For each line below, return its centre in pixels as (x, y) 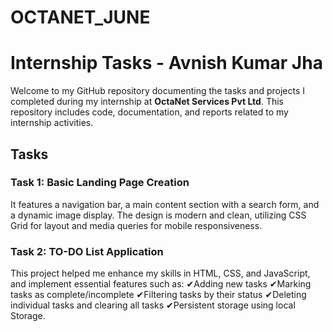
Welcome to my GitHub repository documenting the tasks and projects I (158, 91)
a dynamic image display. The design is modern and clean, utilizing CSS (158, 215)
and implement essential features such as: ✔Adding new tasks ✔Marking (161, 284)
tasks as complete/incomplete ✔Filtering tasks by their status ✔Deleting (158, 295)
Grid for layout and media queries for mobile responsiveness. (136, 225)
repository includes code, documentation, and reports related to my (149, 112)
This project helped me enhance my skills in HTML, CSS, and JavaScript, (160, 273)
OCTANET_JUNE (80, 17)
